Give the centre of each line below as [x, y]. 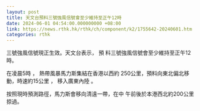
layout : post [23, 12]
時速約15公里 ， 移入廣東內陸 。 [56, 81]
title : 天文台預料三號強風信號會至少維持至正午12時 [64, 18]
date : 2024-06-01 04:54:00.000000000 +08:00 [64, 23]
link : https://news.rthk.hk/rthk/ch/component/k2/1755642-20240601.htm [99, 29]
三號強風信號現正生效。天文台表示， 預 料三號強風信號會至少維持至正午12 [99, 53]
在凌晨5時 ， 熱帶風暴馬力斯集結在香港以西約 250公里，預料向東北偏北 [95, 73]
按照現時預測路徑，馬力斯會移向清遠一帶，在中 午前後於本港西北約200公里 [100, 94]
